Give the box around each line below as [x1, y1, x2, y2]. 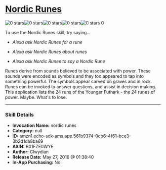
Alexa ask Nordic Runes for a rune [12, 39, 83, 45]
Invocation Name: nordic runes [12, 122, 77, 128]
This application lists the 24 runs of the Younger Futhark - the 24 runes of [5, 89, 155, 95]
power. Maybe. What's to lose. [5, 94, 67, 100]
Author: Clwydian [12, 149, 49, 155]
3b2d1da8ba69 [12, 138, 43, 144]
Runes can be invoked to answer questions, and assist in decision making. [5, 83, 157, 90]
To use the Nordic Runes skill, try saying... [5, 29, 91, 35]
